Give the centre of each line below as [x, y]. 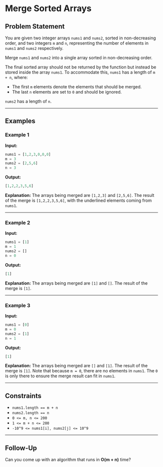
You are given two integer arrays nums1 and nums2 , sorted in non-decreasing [81, 38]
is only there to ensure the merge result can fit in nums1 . [60, 376]
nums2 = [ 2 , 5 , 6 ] [21, 163]
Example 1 [17, 135]
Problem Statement [35, 26]
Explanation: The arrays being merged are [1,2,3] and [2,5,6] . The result [80, 195]
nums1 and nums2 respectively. [34, 48]
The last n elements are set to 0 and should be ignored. [67, 92]
